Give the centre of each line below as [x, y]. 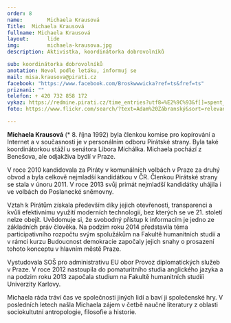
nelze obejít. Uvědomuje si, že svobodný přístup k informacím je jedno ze [111, 219]
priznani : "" [26, 90]
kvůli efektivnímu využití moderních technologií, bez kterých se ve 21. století [115, 212]
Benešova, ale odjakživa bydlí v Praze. [61, 156]
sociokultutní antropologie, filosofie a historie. [72, 312]
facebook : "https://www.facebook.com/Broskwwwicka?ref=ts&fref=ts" [106, 83]
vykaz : [16, 103]
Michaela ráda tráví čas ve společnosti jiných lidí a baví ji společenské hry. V [115, 297]
